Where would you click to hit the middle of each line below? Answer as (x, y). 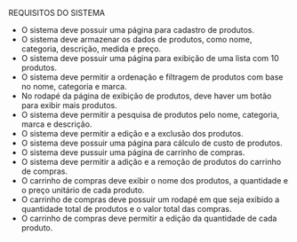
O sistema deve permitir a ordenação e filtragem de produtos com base (152, 77)
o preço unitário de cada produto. (83, 190)
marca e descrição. (56, 124)
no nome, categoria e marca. (74, 86)
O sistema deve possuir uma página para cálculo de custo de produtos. (152, 143)
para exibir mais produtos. (69, 105)
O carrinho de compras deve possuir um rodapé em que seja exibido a (150, 199)
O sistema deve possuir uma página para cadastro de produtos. (138, 30)
